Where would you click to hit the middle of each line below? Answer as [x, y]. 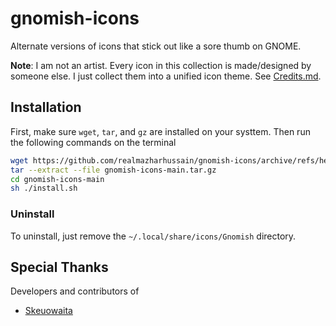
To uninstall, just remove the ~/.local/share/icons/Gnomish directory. [153, 236]
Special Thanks [59, 267]
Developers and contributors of [75, 291]
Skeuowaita [48, 311]
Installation [46, 107]
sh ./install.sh [44, 188]
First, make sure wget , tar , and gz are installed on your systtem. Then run [160, 131]
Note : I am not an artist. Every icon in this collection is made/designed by [161, 65]
